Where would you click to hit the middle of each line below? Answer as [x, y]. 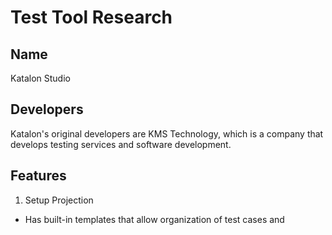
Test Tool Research [91, 17]
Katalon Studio [40, 78]
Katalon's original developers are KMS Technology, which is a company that [167, 133]
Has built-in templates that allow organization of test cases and [154, 219]
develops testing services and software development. [121, 144]
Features [38, 176]
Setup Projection [59, 200]
